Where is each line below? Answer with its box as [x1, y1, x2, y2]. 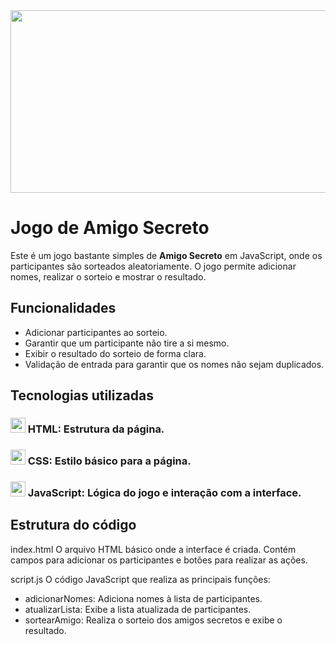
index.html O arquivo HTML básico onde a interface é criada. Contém [10, 543, 297, 555]
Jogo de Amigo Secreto [10, 217, 210, 239]
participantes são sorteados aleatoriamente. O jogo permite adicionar [10, 260, 297, 272]
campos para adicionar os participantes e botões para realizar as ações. [10, 554, 308, 566]
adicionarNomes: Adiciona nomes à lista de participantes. [24, 592, 263, 604]
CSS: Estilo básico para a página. [27, 454, 192, 468]
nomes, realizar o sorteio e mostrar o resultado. [10, 270, 207, 283]
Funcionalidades [10, 300, 117, 317]
